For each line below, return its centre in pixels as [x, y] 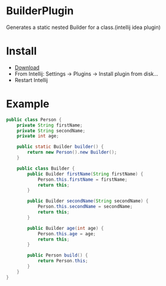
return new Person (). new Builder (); [72, 152]
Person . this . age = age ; [67, 234]
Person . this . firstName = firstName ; [82, 179]
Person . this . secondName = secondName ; [85, 207]
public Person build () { [58, 255]
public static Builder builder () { [60, 147]
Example [28, 104]
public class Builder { [46, 168]
